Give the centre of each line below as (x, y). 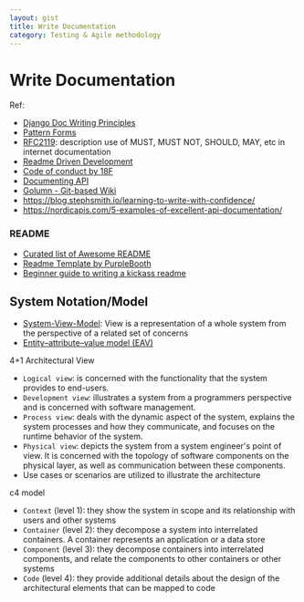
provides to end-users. (66, 388)
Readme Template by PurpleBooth (87, 263)
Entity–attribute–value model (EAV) (88, 343)
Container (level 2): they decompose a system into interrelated (140, 530)
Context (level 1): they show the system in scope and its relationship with (159, 511)
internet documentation (67, 152)
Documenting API (56, 181)
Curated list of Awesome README (87, 254)
